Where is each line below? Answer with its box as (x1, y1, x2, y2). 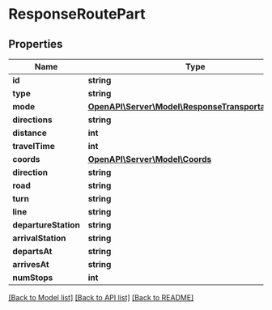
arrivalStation (12, 232, 66, 244)
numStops (12, 272, 53, 283)
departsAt (12, 246, 53, 257)
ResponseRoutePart (8, 5, 146, 23)
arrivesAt (12, 259, 50, 270)
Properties (8, 37, 63, 51)
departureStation (12, 219, 81, 231)
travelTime (12, 141, 55, 151)
